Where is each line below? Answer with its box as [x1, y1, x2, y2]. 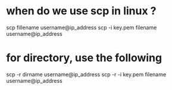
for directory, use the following [6, 51, 162, 65]
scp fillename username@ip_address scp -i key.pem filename [6, 24, 157, 31]
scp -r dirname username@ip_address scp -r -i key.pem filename [6, 70, 167, 78]
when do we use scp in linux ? [6, 4, 157, 18]
